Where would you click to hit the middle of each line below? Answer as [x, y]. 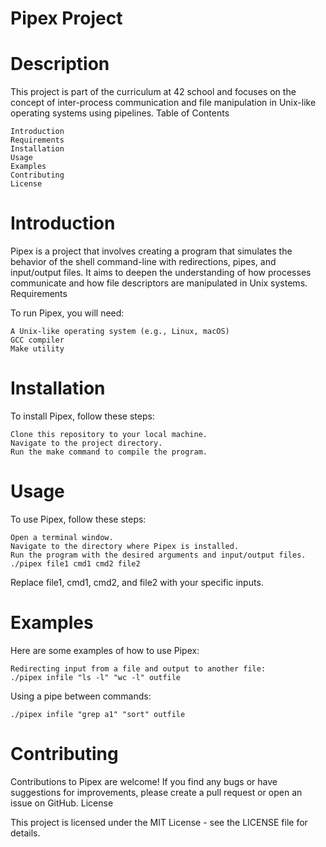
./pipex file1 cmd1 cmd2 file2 [75, 563]
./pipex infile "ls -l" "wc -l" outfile [96, 677]
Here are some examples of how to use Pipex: [105, 650]
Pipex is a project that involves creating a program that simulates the [151, 251]
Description [60, 64]
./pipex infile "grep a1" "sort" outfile [98, 714]
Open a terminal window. [62, 537]
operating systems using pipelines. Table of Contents [120, 113]
